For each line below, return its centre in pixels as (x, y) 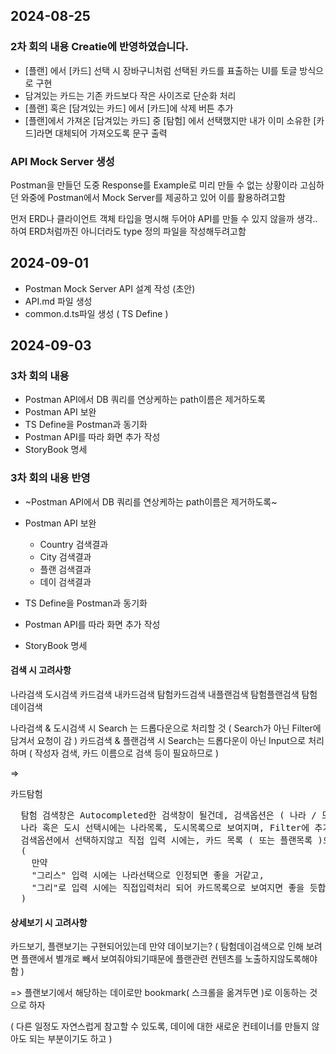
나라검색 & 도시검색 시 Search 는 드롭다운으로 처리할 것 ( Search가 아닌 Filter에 (166, 728)
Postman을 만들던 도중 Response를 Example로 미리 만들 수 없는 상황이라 (154, 185)
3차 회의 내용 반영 (50, 478)
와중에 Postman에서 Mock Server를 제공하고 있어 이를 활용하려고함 (153, 197)
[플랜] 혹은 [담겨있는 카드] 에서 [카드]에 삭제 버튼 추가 (129, 108)
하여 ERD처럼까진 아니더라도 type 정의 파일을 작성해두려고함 (128, 231)
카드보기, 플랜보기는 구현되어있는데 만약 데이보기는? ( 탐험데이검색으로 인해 (157, 946)
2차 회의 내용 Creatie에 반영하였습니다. (99, 47)
